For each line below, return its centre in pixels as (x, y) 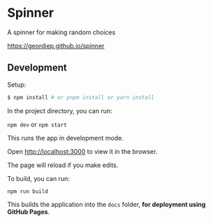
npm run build (28, 191)
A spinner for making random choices (61, 32)
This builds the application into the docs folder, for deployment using (106, 204)
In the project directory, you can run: (60, 110)
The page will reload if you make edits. (63, 165)
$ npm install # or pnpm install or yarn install (81, 97)
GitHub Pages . (29, 212)
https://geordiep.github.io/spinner (56, 45)
